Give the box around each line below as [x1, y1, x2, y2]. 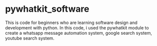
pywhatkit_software [5, 3, 89, 15]
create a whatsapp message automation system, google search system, [5, 30, 153, 36]
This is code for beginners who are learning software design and [5, 20, 138, 25]
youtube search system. [5, 35, 55, 41]
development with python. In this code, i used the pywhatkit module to [5, 24, 149, 30]
